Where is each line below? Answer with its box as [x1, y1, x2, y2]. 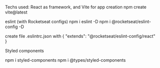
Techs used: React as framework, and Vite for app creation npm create [5, 4, 147, 10]
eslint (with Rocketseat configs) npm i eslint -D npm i [5, 19, 111, 24]
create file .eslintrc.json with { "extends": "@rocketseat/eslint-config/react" [5, 34, 156, 39]
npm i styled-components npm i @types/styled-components [5, 57, 126, 63]
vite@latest [5, 9, 28, 15]
